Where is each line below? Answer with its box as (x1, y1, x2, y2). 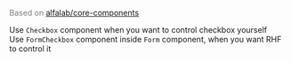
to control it (9, 43, 52, 54)
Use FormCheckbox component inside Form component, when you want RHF (9, 34, 282, 44)
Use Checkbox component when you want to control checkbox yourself (9, 25, 268, 34)
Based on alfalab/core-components (9, 8, 140, 18)
